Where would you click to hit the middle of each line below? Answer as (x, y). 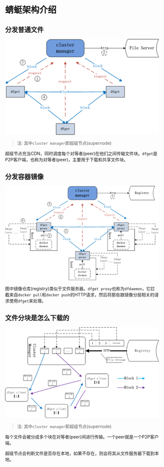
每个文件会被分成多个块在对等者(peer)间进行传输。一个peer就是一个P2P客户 (82, 437)
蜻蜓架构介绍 (31, 10)
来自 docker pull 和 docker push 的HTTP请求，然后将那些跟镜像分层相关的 (82, 295)
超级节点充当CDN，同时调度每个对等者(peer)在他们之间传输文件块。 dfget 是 (81, 154)
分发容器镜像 (24, 177)
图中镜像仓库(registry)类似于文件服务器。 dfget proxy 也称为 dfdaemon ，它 (78, 289)
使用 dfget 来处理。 (28, 301)
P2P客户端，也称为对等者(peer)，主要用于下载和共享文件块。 (67, 160)
